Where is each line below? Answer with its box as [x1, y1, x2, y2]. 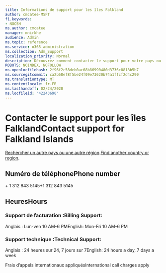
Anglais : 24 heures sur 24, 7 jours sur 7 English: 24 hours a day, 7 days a [5, 247, 155, 253]
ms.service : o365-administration [5, 44, 75, 49]
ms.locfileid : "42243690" [5, 91, 59, 96]
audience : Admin [5, 35, 39, 40]
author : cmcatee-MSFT [5, 12, 50, 17]
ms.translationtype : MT [5, 77, 55, 82]
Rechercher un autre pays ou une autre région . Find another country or [5, 150, 149, 156]
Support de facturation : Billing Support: [5, 212, 103, 219]
